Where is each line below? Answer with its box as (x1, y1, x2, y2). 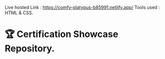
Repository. (5, 43, 55, 54)
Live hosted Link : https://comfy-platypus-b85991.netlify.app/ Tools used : (5, 5, 160, 10)
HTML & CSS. (5, 10, 34, 16)
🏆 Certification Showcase (5, 28, 119, 40)
